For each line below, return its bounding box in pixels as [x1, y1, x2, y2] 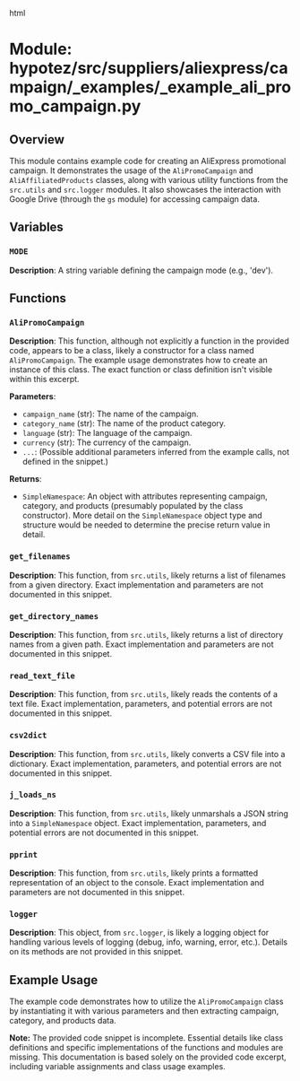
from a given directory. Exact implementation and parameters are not [9, 579, 264, 590]
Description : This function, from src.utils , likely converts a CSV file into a [9, 748, 286, 759]
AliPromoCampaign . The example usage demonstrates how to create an [9, 354, 268, 366]
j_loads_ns [9, 789, 56, 800]
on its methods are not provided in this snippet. [9, 946, 184, 957]
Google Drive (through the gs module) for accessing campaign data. [9, 194, 260, 205]
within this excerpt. [9, 374, 80, 385]
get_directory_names [9, 611, 99, 622]
